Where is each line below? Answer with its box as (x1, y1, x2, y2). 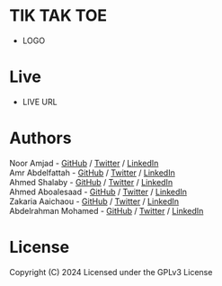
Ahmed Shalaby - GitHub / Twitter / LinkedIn (9, 176, 173, 187)
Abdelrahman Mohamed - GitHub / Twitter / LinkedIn (9, 205, 204, 216)
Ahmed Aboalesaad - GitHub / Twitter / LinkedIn (9, 186, 187, 197)
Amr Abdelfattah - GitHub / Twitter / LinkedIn (9, 167, 175, 178)
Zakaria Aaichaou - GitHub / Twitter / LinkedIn (9, 195, 180, 207)
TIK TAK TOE (9, 5, 108, 26)
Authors (9, 128, 72, 148)
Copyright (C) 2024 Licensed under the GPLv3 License (9, 266, 213, 277)
